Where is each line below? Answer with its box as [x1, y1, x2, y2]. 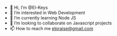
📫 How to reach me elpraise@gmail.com [9, 26, 94, 31]
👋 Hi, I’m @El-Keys [9, 5, 48, 10]
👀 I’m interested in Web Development [9, 10, 85, 16]
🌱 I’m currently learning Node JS [9, 15, 77, 20]
